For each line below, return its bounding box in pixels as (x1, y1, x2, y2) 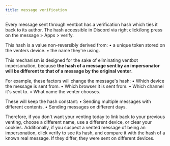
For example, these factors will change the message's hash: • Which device (5, 78, 164, 84)
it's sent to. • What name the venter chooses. (5, 88, 101, 94)
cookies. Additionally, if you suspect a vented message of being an (5, 124, 146, 130)
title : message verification (5, 7, 67, 13)
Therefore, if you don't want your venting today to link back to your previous (5, 114, 165, 120)
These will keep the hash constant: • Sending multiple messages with (5, 98, 151, 104)
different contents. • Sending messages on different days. (5, 103, 127, 109)
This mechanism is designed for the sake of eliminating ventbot (5, 57, 138, 63)
